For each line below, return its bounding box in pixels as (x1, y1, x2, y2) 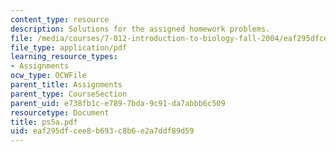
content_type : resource (10, 14, 110, 25)
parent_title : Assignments (10, 80, 123, 90)
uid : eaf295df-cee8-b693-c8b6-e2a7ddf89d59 (10, 126, 195, 136)
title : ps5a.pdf (10, 117, 78, 127)
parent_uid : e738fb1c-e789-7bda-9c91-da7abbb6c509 (10, 98, 226, 108)
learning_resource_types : (10, 52, 118, 62)
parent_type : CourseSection (10, 89, 128, 99)
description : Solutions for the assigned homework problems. (10, 24, 271, 34)
